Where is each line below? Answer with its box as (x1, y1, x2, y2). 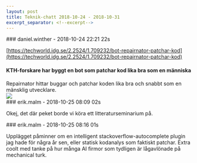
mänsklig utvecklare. (6, 86, 57, 93)
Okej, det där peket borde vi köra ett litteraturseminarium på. (6, 109, 153, 117)
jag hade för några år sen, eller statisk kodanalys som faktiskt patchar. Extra (6, 139, 191, 146)
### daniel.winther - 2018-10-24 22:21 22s (6, 36, 110, 43)
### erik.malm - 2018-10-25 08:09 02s (6, 98, 101, 105)
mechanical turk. (6, 151, 47, 158)
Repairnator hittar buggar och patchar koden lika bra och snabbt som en (6, 80, 182, 87)
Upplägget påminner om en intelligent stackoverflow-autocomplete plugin (6, 132, 186, 139)
